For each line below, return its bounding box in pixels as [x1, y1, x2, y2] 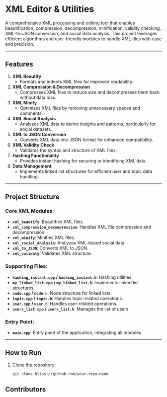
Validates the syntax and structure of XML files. [19, 147, 117, 153]
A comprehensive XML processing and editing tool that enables [5, 20, 135, 26]
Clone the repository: [12, 362, 56, 368]
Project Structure [5, 193, 60, 201]
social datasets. [19, 126, 52, 132]
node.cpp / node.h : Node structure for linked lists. [12, 290, 112, 296]
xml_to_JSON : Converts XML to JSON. [12, 245, 88, 251]
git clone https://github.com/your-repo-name [12, 371, 108, 376]
